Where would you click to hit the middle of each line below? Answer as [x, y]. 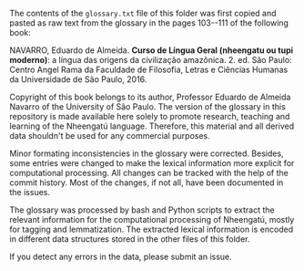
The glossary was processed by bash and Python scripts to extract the [142, 210]
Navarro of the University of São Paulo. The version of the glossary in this [148, 107]
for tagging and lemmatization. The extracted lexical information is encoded [152, 229]
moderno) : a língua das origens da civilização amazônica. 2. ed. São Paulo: [151, 60]
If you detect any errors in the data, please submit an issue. [121, 256]
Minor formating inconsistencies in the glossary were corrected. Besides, [147, 153]
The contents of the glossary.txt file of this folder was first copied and [143, 13]
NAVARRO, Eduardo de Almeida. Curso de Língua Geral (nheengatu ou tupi [152, 50]
